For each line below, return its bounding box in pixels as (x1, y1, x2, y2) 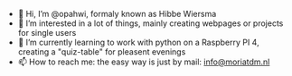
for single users (17, 28, 77, 38)
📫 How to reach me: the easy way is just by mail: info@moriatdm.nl (17, 56, 270, 67)
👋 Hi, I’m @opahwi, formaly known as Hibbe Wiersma (17, 9, 217, 19)
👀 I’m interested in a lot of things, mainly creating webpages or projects (17, 18, 284, 29)
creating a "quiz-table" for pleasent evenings (17, 46, 186, 57)
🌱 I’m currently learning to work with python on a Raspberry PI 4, (17, 37, 259, 47)
